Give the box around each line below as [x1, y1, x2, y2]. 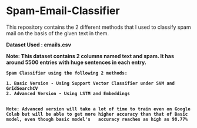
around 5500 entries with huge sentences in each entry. [6, 59, 147, 66]
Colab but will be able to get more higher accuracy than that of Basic [6, 111, 188, 117]
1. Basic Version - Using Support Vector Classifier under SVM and [6, 80, 175, 86]
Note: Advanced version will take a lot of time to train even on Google [6, 106, 191, 112]
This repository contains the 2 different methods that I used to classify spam [6, 23, 191, 31]
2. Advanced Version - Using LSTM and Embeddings [6, 90, 131, 96]
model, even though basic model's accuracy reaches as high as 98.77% [6, 116, 188, 122]
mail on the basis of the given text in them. [6, 29, 109, 36]
